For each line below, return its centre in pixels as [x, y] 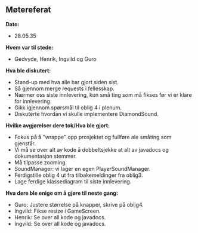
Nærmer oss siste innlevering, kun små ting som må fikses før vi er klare [103, 94]
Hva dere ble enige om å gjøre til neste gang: [62, 193]
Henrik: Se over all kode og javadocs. [60, 217]
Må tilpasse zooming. [40, 162]
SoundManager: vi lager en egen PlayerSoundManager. [82, 168]
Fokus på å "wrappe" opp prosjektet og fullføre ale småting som [93, 137]
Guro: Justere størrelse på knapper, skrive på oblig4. [79, 204]
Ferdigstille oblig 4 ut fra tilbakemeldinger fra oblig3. [79, 175]
